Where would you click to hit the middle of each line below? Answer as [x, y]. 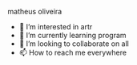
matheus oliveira [35, 11]
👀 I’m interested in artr [56, 27]
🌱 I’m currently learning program [73, 35]
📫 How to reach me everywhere [73, 52]
